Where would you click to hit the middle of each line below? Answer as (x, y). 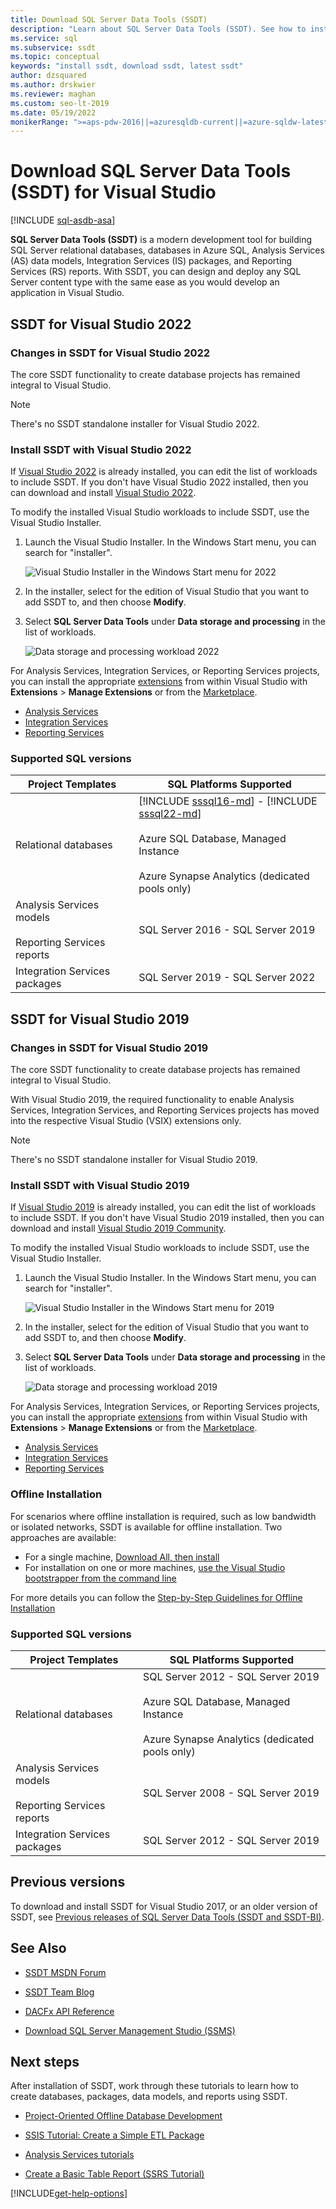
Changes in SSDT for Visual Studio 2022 (110, 353)
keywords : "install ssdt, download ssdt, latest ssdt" (127, 66)
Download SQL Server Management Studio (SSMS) (130, 2030)
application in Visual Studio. (67, 293)
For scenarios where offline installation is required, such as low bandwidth (163, 1516)
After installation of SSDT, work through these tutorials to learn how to (154, 2086)
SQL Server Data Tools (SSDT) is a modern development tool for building (161, 240)
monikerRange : (40, 122)
